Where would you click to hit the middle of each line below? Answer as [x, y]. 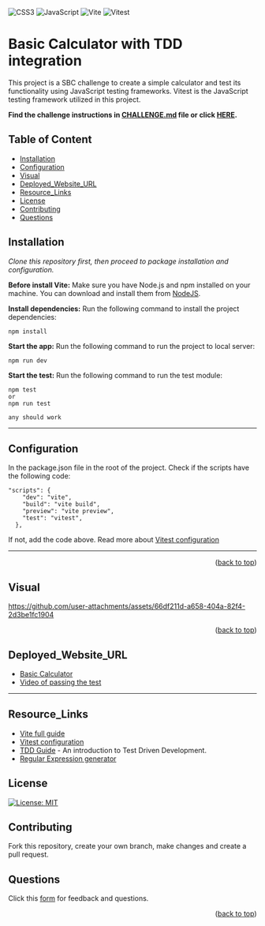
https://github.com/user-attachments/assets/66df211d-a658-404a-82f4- [127, 606]
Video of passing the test [60, 682]
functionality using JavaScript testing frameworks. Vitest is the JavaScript [128, 91]
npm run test [30, 403]
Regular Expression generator [68, 759]
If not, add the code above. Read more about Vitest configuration [114, 540]
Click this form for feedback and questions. [78, 898]
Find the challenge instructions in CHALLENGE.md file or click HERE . [123, 114]
